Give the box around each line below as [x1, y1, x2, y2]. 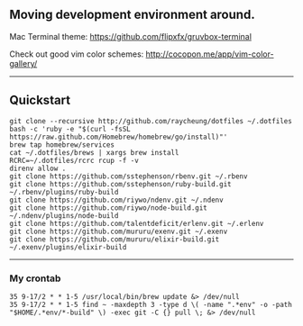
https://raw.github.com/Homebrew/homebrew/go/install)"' [9, 132, 228, 141]
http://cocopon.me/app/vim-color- [145, 49, 274, 59]
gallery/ [9, 58, 38, 68]
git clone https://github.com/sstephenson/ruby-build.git [9, 179, 232, 188]
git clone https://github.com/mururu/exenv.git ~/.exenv [9, 227, 228, 236]
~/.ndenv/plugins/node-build [9, 211, 119, 220]
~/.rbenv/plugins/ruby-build [9, 187, 119, 196]
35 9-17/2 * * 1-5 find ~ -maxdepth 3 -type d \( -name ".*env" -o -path [9, 300, 293, 309]
